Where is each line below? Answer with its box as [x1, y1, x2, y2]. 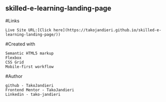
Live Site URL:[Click [5, 28, 52, 33]
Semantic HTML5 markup [5, 50, 54, 56]
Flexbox [5, 55, 22, 60]
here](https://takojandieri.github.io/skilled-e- [53, 28, 161, 33]
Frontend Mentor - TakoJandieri [5, 87, 74, 92]
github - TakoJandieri [5, 83, 54, 88]
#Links [5, 17, 19, 23]
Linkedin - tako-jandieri [5, 92, 60, 97]
